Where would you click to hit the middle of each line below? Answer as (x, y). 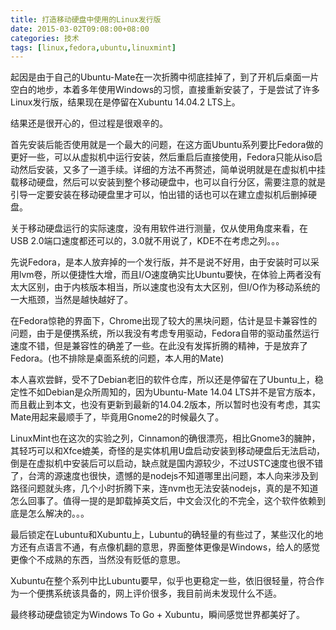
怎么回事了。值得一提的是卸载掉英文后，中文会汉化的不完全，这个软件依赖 (163, 501)
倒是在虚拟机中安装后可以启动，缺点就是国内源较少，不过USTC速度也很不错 (167, 463)
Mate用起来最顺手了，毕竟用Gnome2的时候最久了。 (117, 417)
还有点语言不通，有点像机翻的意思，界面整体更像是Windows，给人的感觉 (169, 547)
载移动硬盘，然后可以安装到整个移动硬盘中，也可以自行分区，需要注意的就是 (168, 182)
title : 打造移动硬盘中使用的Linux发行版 (86, 19)
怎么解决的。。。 (58, 513)
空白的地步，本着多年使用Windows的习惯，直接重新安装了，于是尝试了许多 (165, 90)
